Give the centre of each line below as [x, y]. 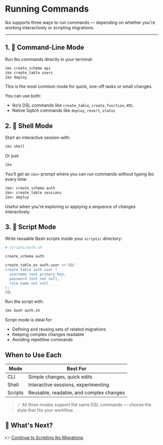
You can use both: [23, 96]
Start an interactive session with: [38, 138]
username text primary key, [38, 274]
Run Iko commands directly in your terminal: [49, 59]
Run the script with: [24, 302]
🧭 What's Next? [29, 425]
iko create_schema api [28, 68]
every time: [16, 179]
